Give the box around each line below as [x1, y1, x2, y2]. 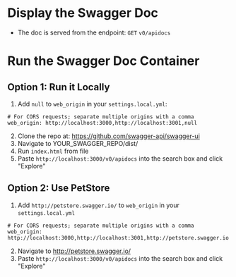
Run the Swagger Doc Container [7, 53, 200, 69]
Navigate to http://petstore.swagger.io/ [17, 247, 131, 255]
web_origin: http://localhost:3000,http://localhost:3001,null [7, 119, 198, 126]
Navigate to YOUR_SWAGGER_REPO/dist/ [17, 139, 138, 147]
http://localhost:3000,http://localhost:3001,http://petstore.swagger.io [7, 234, 230, 241]
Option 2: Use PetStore [7, 182, 110, 195]
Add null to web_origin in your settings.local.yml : [17, 99, 167, 108]
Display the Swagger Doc [7, 5, 159, 21]
